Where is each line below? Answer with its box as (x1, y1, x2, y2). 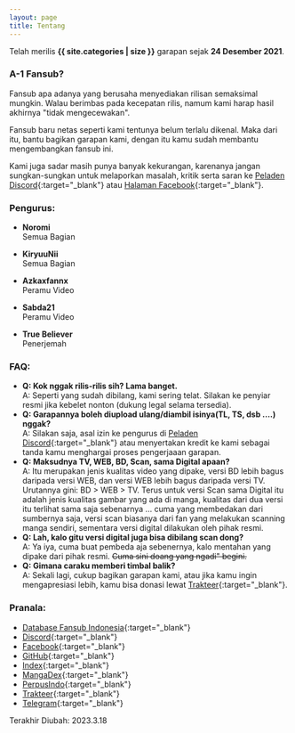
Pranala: (9, 602, 46, 615)
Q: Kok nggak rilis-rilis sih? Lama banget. (21, 380, 178, 392)
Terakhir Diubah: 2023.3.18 (9, 714, 108, 726)
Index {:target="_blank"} (21, 660, 109, 671)
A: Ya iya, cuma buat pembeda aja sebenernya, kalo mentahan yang (21, 542, 271, 552)
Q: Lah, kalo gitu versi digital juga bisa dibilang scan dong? (21, 532, 244, 543)
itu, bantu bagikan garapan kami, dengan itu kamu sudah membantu (9, 134, 259, 144)
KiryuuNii (21, 248, 59, 259)
